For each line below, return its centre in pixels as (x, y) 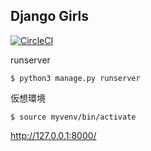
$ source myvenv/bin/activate (73, 117)
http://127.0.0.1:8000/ (53, 135)
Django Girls (50, 16)
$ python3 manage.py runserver (75, 78)
